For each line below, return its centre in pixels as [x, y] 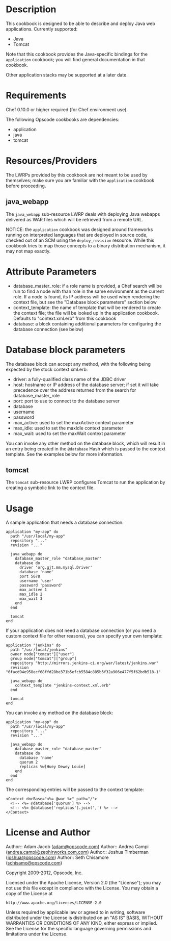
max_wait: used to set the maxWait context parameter [69, 433]
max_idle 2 [31, 594]
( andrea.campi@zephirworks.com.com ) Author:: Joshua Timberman [77, 852]
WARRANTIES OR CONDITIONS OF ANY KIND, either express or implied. [81, 923]
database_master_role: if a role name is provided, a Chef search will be [88, 286]
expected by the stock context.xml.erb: [47, 369]
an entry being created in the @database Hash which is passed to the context [86, 449]
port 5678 [30, 577]
